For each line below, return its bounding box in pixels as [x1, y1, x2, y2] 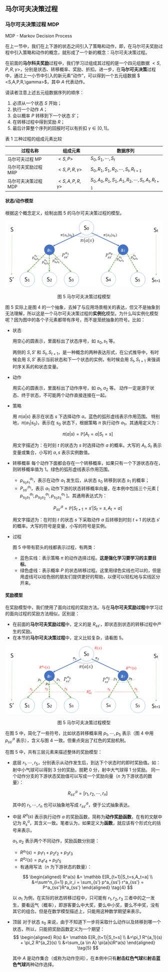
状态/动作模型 [5, 198, 33, 204]
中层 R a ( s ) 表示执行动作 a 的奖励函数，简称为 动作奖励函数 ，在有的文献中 [12, 813, 162, 820]
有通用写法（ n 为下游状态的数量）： [19, 864, 92, 870]
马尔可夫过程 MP [7, 156, 42, 162]
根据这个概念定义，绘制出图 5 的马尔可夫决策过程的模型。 [5, 210, 124, 216]
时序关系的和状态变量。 [12, 364, 61, 370]
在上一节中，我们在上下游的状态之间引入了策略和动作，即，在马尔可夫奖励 [5, 43, 158, 49]
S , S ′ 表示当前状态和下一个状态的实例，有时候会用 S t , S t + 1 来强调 [26, 357, 160, 364]
